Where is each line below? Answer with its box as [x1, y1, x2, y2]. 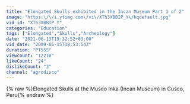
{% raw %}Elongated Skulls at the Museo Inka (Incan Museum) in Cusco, [6, 85, 185, 92]
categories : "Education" [6, 25, 68, 31]
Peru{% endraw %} [6, 92, 54, 99]
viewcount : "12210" [6, 53, 55, 58]
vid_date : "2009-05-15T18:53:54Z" [6, 42, 92, 48]
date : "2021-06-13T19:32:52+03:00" [6, 36, 94, 42]
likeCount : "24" [6, 58, 46, 64]
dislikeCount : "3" [6, 63, 52, 70]
